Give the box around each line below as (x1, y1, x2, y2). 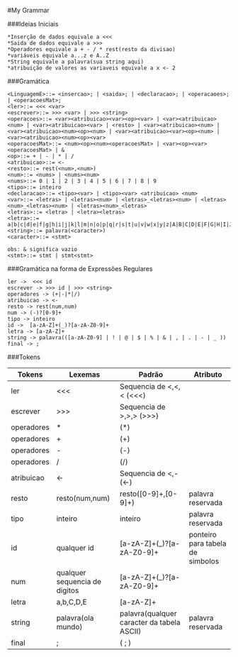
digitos (56, 585, 79, 595)
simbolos (188, 556, 220, 566)
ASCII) (119, 626, 142, 636)
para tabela (188, 539, 227, 548)
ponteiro (188, 530, 217, 539)
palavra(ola (56, 613, 94, 623)
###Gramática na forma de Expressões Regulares (7, 265, 153, 272)
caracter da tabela (119, 617, 181, 627)
